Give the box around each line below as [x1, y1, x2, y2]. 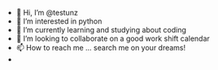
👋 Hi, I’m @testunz [15, 8, 79, 17]
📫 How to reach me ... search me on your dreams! [15, 43, 186, 52]
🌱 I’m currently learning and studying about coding [15, 25, 187, 34]
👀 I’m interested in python [15, 16, 102, 26]
